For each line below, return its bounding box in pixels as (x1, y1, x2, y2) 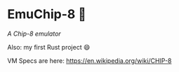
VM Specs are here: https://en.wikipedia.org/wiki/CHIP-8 (7, 56, 172, 65)
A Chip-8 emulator (7, 29, 61, 38)
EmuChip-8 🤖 (7, 6, 86, 22)
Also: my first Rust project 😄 (7, 43, 91, 51)
